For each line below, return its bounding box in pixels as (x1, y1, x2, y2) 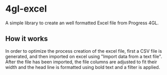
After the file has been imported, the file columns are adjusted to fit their (5, 59, 157, 65)
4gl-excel (5, 3, 47, 15)
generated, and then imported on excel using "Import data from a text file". (5, 53, 162, 59)
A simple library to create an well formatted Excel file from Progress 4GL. (5, 20, 159, 26)
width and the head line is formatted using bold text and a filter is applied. (5, 64, 160, 70)
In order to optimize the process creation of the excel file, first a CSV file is (5, 48, 162, 54)
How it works (5, 34, 48, 43)
